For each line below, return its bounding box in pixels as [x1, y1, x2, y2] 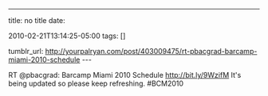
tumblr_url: [8, 47, 44, 56]
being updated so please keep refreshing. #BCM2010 [8, 79, 184, 88]
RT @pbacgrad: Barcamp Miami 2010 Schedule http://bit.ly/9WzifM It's [8, 71, 242, 79]
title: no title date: [8, 16, 65, 25]
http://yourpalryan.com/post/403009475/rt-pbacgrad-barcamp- [45, 47, 258, 56]
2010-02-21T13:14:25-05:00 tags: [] [8, 31, 126, 40]
